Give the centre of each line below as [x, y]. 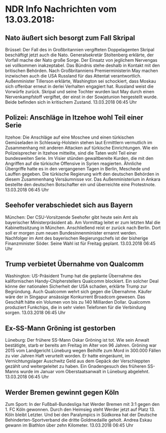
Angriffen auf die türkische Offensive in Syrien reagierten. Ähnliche [73, 163]
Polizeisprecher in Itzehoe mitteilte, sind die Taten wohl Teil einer [71, 153]
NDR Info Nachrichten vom [61, 9]
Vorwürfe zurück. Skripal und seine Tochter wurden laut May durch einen [80, 92]
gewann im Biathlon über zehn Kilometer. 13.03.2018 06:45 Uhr [69, 425]
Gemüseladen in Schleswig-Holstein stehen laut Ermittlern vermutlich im [79, 142]
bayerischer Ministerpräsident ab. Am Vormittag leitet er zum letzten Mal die [83, 222]
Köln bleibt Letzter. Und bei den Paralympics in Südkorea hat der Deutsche [81, 415]
